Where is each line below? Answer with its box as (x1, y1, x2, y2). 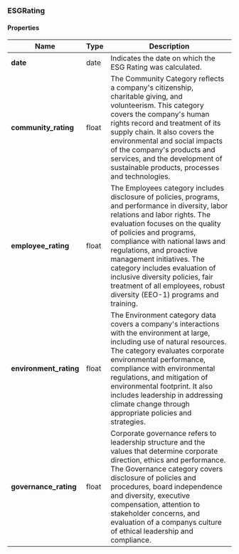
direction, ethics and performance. (110, 455, 226, 465)
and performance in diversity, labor (110, 201, 228, 211)
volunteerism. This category (110, 100, 204, 110)
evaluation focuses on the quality (110, 219, 221, 229)
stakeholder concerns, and (110, 508, 201, 518)
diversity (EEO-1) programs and (110, 290, 219, 300)
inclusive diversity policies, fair (110, 272, 213, 282)
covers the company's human (110, 110, 210, 119)
